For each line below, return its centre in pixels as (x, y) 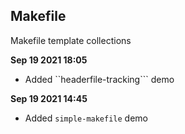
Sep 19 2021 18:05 (49, 60)
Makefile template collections (71, 40)
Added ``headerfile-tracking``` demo (99, 79)
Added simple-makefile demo (86, 118)
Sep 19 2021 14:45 (49, 98)
